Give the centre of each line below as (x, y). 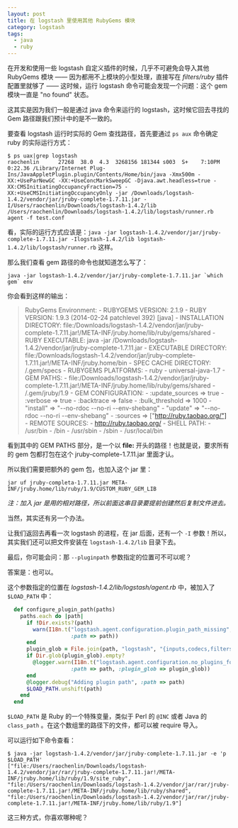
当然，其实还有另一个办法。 (48, 518)
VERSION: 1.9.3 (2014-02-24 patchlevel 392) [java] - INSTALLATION (124, 318)
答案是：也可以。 (32, 572)
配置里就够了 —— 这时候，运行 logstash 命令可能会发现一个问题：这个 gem (118, 85)
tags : (15, 34)
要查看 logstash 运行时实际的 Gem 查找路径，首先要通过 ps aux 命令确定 (113, 133)
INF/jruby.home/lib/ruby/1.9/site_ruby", (69, 779)
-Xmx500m (182, 175)
